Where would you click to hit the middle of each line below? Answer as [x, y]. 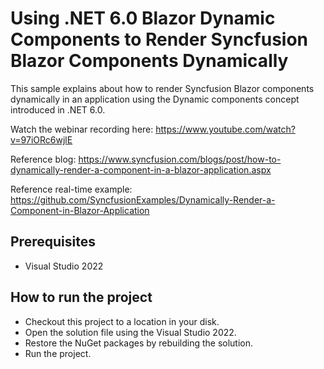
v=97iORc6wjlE [41, 139]
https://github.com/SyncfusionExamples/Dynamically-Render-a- [143, 199]
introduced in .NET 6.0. [58, 109]
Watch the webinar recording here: [82, 129]
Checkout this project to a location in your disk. [122, 321]
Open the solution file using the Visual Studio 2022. [130, 332]
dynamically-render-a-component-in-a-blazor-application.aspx [141, 169]
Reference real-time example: [71, 189]
